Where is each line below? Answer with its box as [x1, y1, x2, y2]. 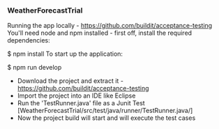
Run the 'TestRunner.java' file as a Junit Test [17, 99, 145, 107]
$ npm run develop [7, 63, 62, 72]
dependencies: [7, 36, 50, 45]
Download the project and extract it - [17, 77, 124, 85]
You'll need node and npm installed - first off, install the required [7, 29, 192, 37]
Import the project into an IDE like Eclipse [17, 91, 136, 100]
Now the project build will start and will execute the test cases [17, 114, 196, 122]
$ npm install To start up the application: [7, 50, 123, 58]
